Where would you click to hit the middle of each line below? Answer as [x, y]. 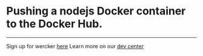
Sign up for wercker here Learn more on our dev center [75, 46]
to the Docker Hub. [54, 24]
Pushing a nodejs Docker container [96, 11]
